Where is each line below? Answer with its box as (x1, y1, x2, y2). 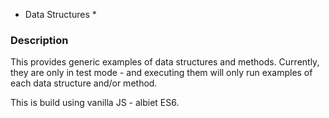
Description (10, 33, 69, 47)
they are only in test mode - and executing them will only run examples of (10, 67, 313, 79)
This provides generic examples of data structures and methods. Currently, (10, 56, 320, 68)
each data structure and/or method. (10, 77, 158, 89)
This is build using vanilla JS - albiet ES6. (10, 97, 180, 109)
